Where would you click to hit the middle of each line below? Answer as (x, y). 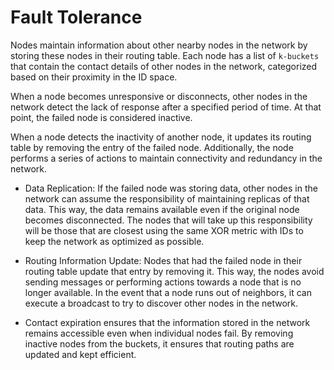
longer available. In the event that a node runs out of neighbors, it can (168, 292)
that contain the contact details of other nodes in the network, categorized (164, 66)
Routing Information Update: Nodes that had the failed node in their (163, 260)
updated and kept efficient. (80, 354)
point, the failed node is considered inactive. (101, 117)
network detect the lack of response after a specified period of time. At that (166, 107)
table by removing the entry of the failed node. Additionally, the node (152, 147)
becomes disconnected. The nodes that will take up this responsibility (168, 220)
